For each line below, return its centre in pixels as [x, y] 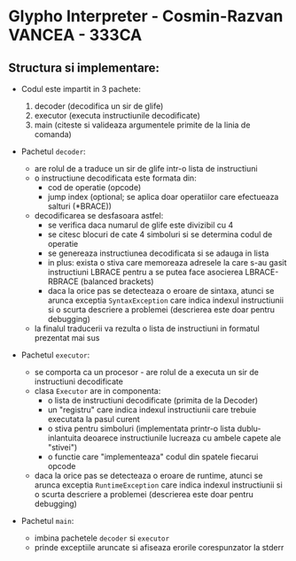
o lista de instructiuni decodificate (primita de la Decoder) [153, 400]
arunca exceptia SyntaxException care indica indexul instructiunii [166, 300]
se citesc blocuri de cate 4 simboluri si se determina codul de [160, 234]
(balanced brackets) [117, 281]
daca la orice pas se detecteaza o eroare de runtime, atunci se [148, 476]
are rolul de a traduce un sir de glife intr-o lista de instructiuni [146, 169]
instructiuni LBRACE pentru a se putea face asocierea [145, 272]
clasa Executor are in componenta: [97, 391]
